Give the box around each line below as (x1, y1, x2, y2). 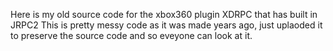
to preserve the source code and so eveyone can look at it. (10, 30, 253, 41)
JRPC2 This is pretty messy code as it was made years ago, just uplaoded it (10, 19, 323, 31)
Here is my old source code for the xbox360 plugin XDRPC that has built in (10, 9, 318, 20)
